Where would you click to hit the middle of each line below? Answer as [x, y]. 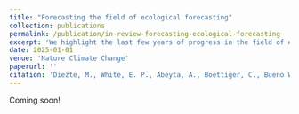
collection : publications [57, 26]
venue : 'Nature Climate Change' [69, 58]
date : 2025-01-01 [41, 50]
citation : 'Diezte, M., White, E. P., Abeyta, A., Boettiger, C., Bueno [147, 75]
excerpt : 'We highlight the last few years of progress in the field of [147, 42]
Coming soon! [35, 100]
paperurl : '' [33, 67]
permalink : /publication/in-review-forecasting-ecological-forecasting [145, 34]
